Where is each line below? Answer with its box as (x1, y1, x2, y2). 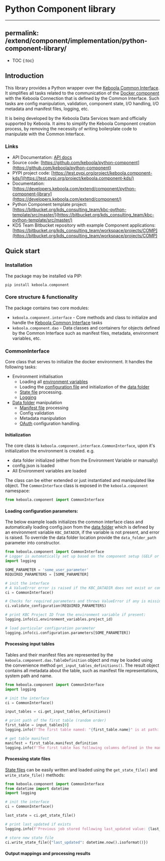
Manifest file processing (19, 405, 69, 411)
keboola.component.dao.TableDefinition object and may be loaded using (5, 657, 153, 663)
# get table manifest (5, 736, 50, 741)
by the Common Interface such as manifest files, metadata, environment (12, 330, 159, 336)
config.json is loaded (12, 463, 55, 469)
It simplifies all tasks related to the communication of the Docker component (5, 90, 160, 96)
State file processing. (19, 389, 63, 395)
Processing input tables (5, 641, 55, 647)
